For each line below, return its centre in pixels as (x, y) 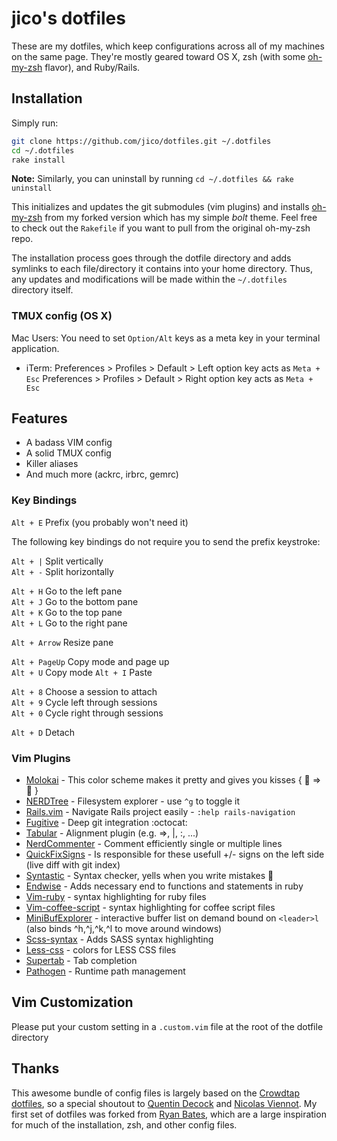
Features (39, 418)
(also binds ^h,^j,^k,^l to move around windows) (124, 929)
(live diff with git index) (73, 865)
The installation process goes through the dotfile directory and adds (151, 258)
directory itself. (42, 290)
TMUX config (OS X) (62, 316)
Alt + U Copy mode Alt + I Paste (82, 672)
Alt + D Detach (43, 732)
